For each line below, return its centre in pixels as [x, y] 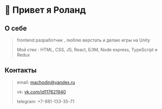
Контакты [21, 70]
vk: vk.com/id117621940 [41, 92]
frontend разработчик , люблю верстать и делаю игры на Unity [83, 40]
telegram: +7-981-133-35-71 [46, 101]
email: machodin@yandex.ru [46, 82]
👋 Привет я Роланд [45, 10]
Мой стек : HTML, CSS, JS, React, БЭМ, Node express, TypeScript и [87, 50]
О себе [16, 28]
